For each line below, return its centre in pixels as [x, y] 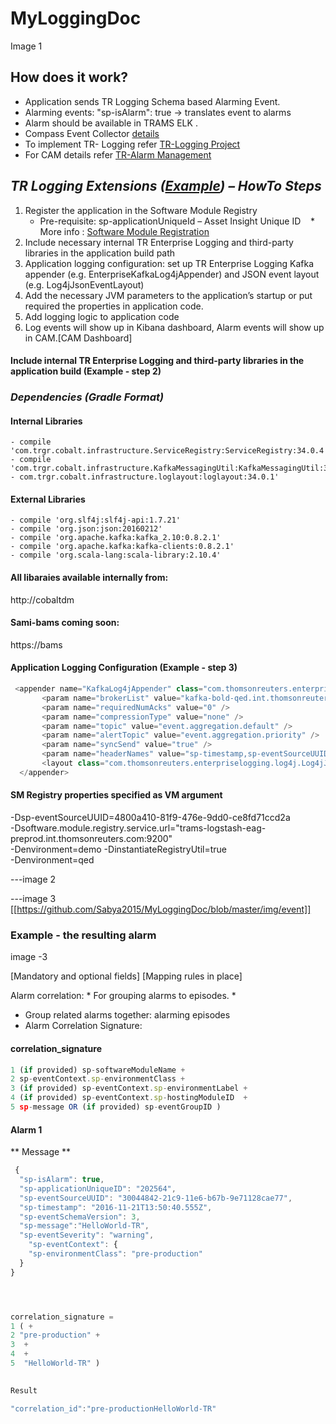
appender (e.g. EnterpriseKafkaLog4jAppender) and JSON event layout [172, 274]
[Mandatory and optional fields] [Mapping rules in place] [126, 976]
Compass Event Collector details [92, 133]
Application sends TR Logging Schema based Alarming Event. [152, 101]
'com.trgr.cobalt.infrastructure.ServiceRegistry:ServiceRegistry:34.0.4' [169, 451]
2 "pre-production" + [55, 1335]
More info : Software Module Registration [124, 231]
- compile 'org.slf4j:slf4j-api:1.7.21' [96, 520]
